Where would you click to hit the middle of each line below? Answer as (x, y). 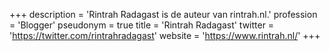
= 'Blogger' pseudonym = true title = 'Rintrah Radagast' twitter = (142, 25)
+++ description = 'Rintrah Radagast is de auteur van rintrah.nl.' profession (163, 14)
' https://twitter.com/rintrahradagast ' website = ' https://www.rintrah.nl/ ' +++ (165, 35)
